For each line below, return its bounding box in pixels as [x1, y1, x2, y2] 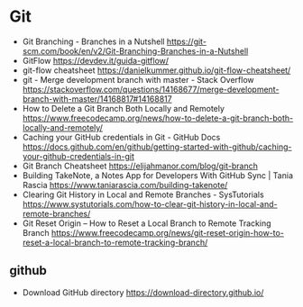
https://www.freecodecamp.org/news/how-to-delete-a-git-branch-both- [22, 113, 294, 123]
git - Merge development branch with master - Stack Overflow [22, 74, 254, 85]
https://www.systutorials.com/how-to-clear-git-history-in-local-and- [22, 198, 278, 209]
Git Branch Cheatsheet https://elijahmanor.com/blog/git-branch [22, 160, 259, 171]
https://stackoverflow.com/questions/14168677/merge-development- [22, 84, 280, 95]
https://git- [166, 36, 207, 47]
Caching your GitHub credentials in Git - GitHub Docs [22, 131, 221, 142]
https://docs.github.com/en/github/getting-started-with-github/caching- [22, 141, 292, 152]
